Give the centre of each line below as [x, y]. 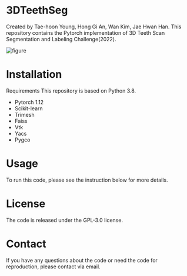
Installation [34, 75]
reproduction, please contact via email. [54, 267]
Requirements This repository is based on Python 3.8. [71, 91]
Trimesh [24, 114]
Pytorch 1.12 [29, 102]
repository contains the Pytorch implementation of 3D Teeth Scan [86, 32]
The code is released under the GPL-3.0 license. [65, 220]
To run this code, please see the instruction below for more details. [87, 180]
